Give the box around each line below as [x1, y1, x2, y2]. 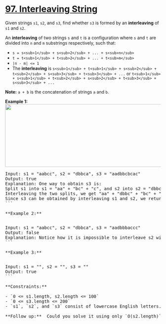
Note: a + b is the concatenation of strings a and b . [5, 89, 110, 95]
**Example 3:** [5, 249, 42, 255]
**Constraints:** [5, 283, 47, 289]
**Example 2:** [5, 211, 42, 216]
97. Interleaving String [5, 3, 98, 15]
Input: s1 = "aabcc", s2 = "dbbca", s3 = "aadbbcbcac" [5, 171, 141, 176]
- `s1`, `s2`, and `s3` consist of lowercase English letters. [5, 303, 162, 309]
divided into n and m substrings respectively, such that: [5, 40, 116, 46]
